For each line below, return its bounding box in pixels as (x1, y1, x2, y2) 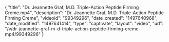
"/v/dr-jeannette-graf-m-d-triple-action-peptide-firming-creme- (5, 26, 141, 32)
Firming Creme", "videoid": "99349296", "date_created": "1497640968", (5, 15, 158, 21)
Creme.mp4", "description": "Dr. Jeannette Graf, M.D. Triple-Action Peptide (5, 10, 164, 16)
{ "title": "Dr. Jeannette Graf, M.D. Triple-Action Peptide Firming (5, 5, 139, 10)
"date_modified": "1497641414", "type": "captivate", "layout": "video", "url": (5, 20, 164, 26)
